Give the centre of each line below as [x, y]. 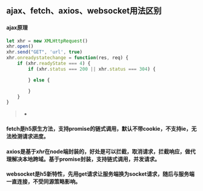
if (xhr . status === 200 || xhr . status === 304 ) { [92, 69]
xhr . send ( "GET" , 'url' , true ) [45, 52]
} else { [39, 80]
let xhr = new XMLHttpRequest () [47, 41]
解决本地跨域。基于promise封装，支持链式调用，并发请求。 [86, 159]
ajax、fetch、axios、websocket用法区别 [84, 11]
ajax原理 [17, 27]
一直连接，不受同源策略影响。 [43, 182]
